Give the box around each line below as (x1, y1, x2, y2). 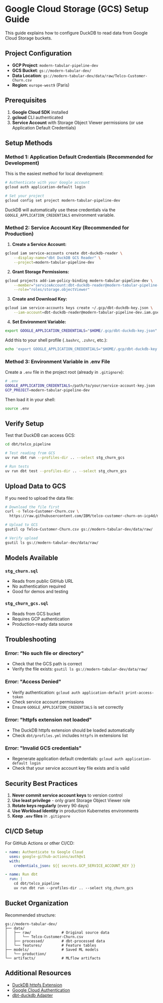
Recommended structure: (5, 912, 56, 918)
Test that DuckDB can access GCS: (5, 432, 76, 438)
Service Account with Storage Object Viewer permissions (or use (12, 120, 144, 125)
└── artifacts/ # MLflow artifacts (5, 956, 101, 961)
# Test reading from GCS (5, 450, 55, 456)
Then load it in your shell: (5, 396, 56, 402)
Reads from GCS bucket (12, 611, 61, 616)
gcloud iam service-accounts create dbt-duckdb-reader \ (5, 251, 123, 256)
